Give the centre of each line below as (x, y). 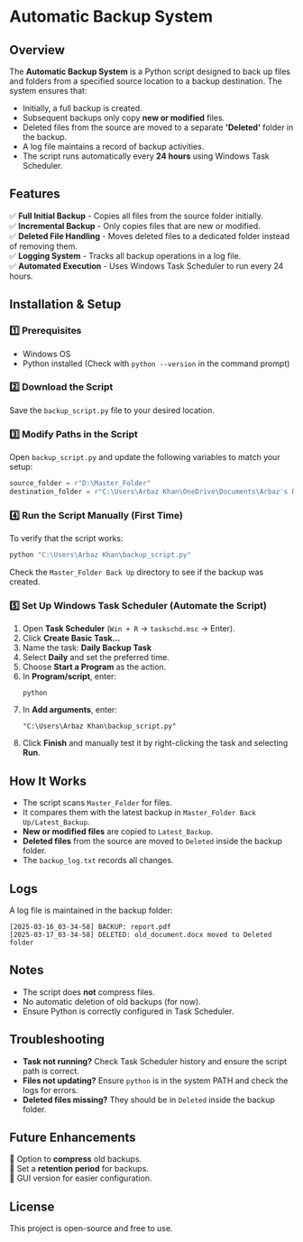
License (32, 1206)
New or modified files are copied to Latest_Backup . (118, 832)
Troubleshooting (57, 1040)
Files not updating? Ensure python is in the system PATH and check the (155, 1081)
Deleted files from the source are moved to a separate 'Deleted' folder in (158, 127)
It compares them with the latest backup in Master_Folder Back (139, 813)
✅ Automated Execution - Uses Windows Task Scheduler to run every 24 (147, 266)
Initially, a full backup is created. (82, 108)
